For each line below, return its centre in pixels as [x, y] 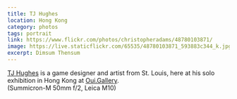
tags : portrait [30, 33]
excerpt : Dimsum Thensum [44, 53]
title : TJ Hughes [33, 14]
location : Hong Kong [38, 20]
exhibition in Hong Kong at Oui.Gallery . [63, 80]
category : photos [33, 27]
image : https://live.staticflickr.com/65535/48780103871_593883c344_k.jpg [120, 46]
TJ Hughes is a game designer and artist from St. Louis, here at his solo [111, 73]
